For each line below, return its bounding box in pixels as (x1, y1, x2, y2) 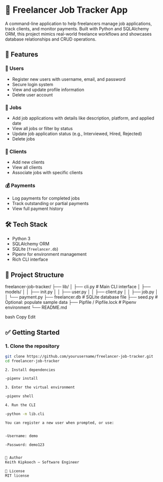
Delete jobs (12, 136, 35, 141)
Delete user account (12, 92, 53, 97)
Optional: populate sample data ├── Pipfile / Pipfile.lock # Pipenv (5, 299, 137, 305)
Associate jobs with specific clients (12, 170, 83, 176)
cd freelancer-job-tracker (5, 358, 60, 364)
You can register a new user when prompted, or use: (5, 420, 114, 425)
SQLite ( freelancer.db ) (12, 246, 58, 252)
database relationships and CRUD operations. (5, 36, 96, 42)
